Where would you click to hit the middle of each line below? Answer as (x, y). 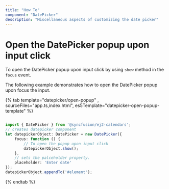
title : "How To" (22, 10)
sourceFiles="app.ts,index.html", (40, 105)
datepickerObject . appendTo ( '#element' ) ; (49, 172)
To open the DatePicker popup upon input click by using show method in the (85, 70)
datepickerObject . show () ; (51, 148)
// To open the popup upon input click (66, 144)
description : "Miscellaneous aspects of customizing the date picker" (82, 19)
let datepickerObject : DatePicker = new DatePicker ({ (64, 134)
